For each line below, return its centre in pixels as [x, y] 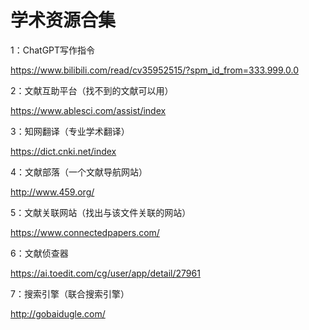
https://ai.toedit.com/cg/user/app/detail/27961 [105, 273]
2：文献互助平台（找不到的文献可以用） [92, 90]
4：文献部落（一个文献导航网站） [79, 172]
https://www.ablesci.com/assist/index [88, 110]
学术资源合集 [63, 20]
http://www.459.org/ [52, 192]
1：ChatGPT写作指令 [53, 50]
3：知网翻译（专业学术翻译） [70, 131]
